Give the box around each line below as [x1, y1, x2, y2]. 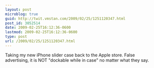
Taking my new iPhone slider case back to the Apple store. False [5, 52, 135, 58]
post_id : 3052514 [5, 20, 41, 26]
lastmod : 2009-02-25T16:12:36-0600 [5, 30, 78, 34]
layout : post [5, 7, 32, 12]
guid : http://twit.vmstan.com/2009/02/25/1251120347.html [5, 16, 126, 21]
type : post [5, 34, 27, 39]
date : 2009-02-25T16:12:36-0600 [5, 25, 71, 30]
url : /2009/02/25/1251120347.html [5, 39, 76, 44]
